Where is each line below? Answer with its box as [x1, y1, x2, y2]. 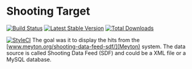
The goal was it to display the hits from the [32, 36, 140, 43]
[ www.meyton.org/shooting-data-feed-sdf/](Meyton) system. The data [6, 43, 186, 50]
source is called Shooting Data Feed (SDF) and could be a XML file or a [6, 49, 186, 56]
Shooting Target [6, 4, 90, 18]
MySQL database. [6, 56, 52, 63]
